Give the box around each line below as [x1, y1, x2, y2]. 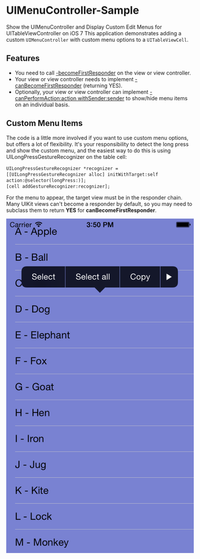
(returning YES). [83, 82, 123, 89]
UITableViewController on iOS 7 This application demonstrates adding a [6, 29, 182, 36]
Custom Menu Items [6, 118, 83, 128]
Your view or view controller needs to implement [14, 75, 134, 82]
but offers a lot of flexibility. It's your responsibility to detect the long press [6, 140, 189, 148]
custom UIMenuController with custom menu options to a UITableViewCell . [6, 36, 189, 43]
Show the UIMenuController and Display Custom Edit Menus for [6, 23, 162, 30]
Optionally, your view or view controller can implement [14, 88, 149, 96]
